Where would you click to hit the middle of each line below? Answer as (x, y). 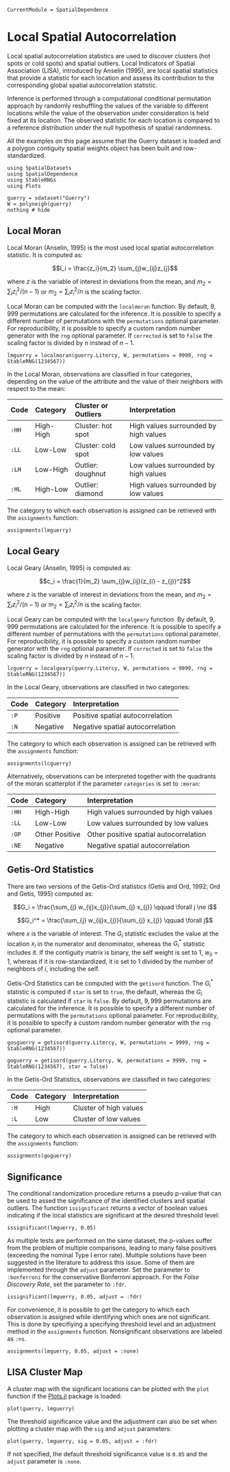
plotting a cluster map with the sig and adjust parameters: (90, 1428)
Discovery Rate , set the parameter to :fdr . (67, 1284)
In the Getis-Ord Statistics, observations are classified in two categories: (109, 1080)
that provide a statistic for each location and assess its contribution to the (111, 78)
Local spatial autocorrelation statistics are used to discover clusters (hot (109, 56)
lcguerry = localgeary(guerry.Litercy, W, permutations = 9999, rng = (110, 669)
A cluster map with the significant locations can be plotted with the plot (108, 1388)
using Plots (24, 186)
